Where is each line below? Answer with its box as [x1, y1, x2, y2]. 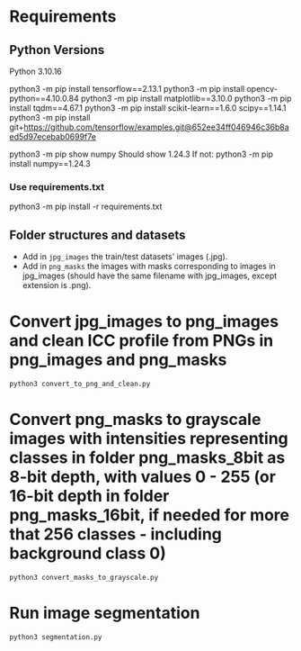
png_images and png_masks [9, 349, 227, 370]
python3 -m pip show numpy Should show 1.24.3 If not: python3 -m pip [9, 149, 274, 159]
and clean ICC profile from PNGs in [9, 330, 274, 351]
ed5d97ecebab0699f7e [9, 131, 97, 141]
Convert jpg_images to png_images [9, 312, 279, 332]
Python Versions [9, 42, 105, 58]
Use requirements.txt [9, 180, 105, 193]
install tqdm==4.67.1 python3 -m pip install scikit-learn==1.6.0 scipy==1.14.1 [9, 103, 287, 113]
